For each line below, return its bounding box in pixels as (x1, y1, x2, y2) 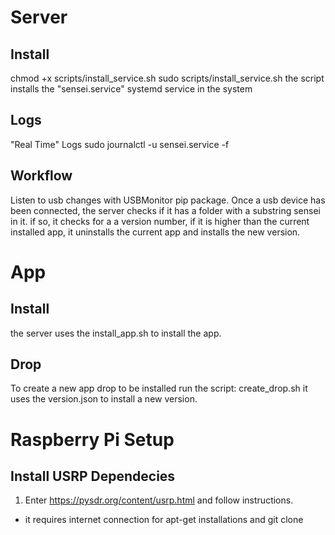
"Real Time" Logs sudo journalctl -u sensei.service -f (10, 138, 230, 150)
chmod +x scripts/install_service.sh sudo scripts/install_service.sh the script (10, 72, 325, 84)
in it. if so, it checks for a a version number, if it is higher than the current (10, 215, 310, 227)
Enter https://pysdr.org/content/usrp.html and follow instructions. (24, 494, 294, 506)
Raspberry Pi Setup (10, 428, 175, 451)
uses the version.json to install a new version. (10, 393, 198, 405)
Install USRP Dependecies (10, 468, 176, 485)
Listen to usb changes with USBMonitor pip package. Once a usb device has (10, 194, 326, 206)
